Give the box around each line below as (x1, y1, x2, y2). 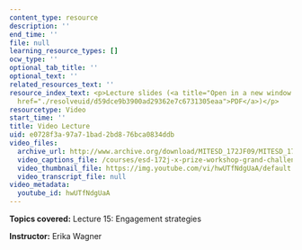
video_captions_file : (17, 155, 99, 165)
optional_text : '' (9, 72, 78, 81)
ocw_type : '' (9, 55, 58, 64)
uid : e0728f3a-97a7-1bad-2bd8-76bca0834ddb (9, 130, 175, 139)
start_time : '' (9, 113, 67, 122)
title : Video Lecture (9, 122, 91, 131)
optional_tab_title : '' (9, 64, 99, 73)
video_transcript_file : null (17, 172, 127, 181)
